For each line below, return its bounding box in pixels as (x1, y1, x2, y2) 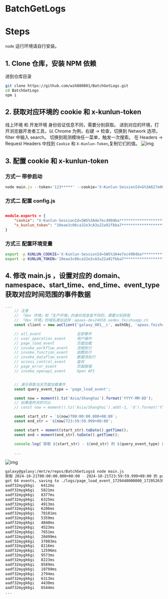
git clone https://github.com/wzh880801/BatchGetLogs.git (5, 83, 128, 88)
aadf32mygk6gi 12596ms (5, 548, 57, 553)
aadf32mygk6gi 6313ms (5, 576, 55, 581)
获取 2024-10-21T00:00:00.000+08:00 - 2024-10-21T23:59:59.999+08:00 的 (5, 473, 157, 479)
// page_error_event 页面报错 (14, 364, 92, 369)
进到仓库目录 (5, 73, 31, 79)
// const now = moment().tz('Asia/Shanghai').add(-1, (14, 405, 128, 410)
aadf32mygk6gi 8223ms (5, 557, 55, 562)
